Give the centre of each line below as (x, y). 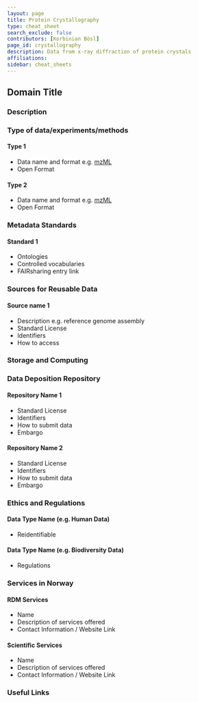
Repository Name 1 (34, 395)
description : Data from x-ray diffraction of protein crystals (99, 52)
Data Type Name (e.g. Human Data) (59, 519)
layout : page (26, 13)
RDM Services (28, 599)
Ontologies (32, 257)
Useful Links (28, 692)
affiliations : (27, 58)
